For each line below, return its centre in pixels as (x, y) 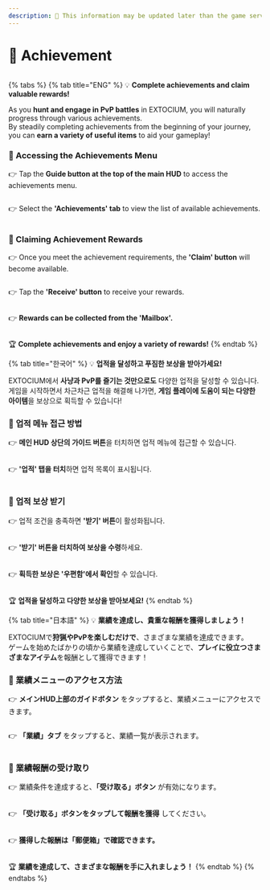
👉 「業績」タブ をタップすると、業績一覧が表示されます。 (106, 736)
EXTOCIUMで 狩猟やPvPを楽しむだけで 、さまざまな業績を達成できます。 (128, 637)
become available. (39, 269)
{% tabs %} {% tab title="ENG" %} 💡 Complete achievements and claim (129, 84)
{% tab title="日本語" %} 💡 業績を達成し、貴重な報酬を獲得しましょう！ (127, 620)
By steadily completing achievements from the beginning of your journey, (130, 126)
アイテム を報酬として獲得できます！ (89, 657)
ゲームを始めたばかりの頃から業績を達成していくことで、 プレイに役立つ (128, 647)
